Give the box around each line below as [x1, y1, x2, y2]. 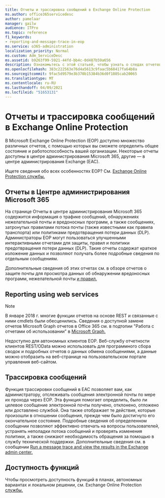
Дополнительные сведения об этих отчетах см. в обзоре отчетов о [5, 265, 147, 271]
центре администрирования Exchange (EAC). [5, 159, 100, 165]
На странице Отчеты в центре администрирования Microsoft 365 [5, 209, 142, 214]
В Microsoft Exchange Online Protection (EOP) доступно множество [5, 138, 145, 143]
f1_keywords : [5, 35, 32, 40]
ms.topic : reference [5, 30, 48, 35]
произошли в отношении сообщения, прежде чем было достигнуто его [5, 412, 155, 418]
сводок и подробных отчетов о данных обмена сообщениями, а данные [5, 348, 157, 354]
